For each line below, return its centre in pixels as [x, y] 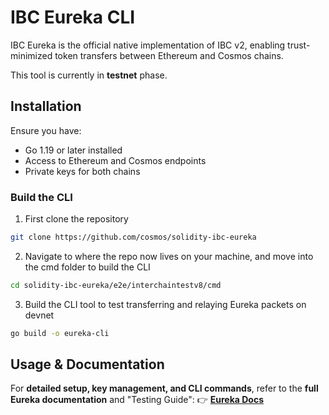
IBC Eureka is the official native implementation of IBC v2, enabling [148, 45]
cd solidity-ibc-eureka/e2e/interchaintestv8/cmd [116, 285]
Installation [46, 106]
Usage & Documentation [87, 364]
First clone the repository [76, 219]
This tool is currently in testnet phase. [89, 75]
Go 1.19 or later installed [73, 150]
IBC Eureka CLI [73, 17]
